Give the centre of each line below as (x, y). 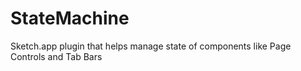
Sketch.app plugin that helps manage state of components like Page (151, 46)
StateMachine (70, 18)
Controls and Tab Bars (56, 56)
